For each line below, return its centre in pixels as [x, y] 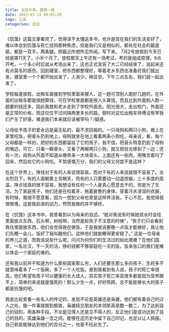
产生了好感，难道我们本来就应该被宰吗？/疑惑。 [59, 119]
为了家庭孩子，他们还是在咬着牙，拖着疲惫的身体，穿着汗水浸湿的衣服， [89, 191]
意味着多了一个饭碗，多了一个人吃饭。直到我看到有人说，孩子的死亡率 [82, 270]
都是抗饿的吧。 [21, 289]
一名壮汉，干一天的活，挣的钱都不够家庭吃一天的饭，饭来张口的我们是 [87, 246]
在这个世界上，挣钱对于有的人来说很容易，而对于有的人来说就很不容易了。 [82, 172]
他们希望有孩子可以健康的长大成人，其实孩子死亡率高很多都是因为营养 [87, 276]
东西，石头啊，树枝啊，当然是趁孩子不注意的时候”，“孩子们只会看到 [93, 221]
